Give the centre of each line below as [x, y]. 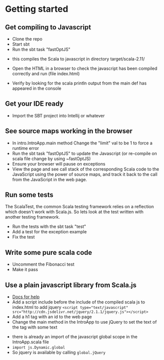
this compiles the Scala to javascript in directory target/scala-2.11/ [78, 59]
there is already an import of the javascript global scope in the [75, 337]
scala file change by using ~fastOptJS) [51, 159]
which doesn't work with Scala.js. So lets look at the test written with [74, 212]
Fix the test [23, 237]
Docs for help [26, 297]
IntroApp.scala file [30, 342]
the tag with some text [35, 327]
